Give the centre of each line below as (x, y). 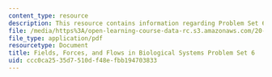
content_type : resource (49, 16)
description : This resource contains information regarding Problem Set (134, 23)
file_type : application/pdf (56, 38)
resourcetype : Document (49, 46)
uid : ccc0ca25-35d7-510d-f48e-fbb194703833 (83, 61)
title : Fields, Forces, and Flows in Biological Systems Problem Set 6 (132, 53)
